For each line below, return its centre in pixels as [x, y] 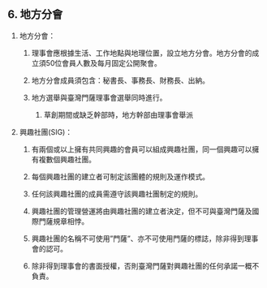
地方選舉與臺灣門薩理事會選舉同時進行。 [99, 97]
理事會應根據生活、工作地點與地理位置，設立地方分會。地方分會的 [142, 53]
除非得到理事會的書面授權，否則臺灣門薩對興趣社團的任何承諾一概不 [145, 265]
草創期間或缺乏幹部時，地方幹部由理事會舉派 [118, 114]
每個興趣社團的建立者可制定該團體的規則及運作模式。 [121, 176]
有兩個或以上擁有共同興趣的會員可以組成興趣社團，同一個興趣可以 [142, 149]
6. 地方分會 [35, 15]
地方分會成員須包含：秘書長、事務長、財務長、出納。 [121, 80]
